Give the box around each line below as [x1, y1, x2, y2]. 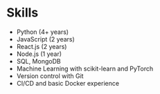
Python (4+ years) [16, 28, 69, 36]
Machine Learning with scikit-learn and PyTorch [16, 64, 154, 73]
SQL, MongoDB [16, 57, 61, 65]
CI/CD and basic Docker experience [16, 79, 119, 87]
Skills [6, 5, 39, 21]
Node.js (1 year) [16, 50, 62, 58]
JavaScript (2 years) [16, 35, 75, 43]
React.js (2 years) [16, 42, 67, 50]
